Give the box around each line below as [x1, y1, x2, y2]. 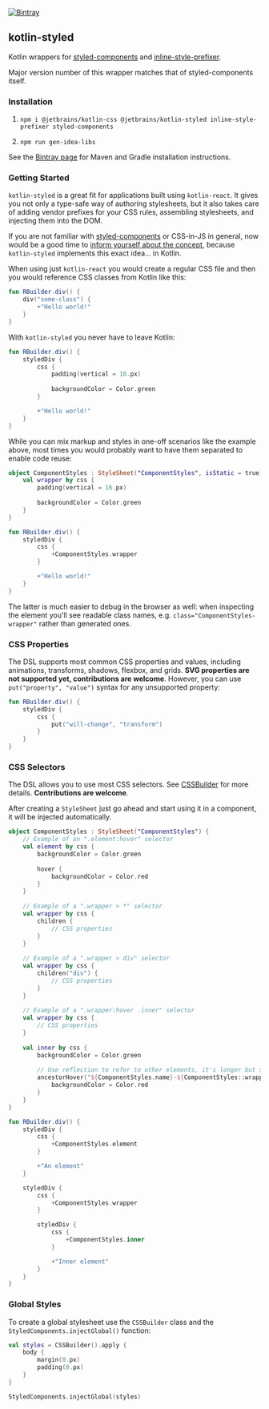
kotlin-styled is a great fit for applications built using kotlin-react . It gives [8, 191, 259, 200]
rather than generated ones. [38, 618, 132, 628]
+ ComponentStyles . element [50, 1140, 138, 1149]
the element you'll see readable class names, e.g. [8, 610, 172, 620]
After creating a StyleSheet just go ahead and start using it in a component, [8, 803, 257, 813]
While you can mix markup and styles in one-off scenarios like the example [8, 437, 256, 446]
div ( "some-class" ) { [22, 296, 91, 304]
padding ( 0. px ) [37, 1363, 84, 1371]
